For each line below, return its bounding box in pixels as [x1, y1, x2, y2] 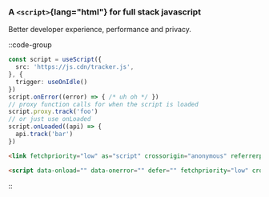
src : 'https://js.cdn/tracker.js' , [15, 63, 134, 71]
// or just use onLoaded [8, 115, 91, 123]
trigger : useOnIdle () [15, 78, 88, 86]
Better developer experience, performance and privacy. [8, 25, 192, 34]
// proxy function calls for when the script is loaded [8, 100, 199, 108]
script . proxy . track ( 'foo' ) [8, 107, 98, 116]
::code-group [8, 40, 52, 50]
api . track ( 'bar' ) [15, 131, 74, 139]
